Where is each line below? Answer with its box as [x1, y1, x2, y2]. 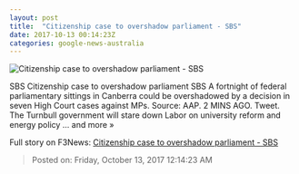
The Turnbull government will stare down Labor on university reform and [9, 110, 282, 121]
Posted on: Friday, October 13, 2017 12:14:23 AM [31, 155, 214, 166]
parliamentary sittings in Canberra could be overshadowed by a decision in [9, 91, 291, 101]
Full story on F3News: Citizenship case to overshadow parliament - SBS [9, 137, 279, 148]
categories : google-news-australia [9, 38, 145, 48]
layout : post [9, 13, 59, 23]
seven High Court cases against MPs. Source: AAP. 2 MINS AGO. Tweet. [9, 101, 280, 111]
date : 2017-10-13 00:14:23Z [9, 30, 116, 39]
